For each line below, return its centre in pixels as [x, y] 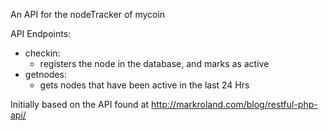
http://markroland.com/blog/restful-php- [234, 104]
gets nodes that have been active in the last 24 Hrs [144, 85]
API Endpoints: [41, 33]
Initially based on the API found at [80, 104]
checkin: [42, 53]
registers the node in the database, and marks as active [154, 63]
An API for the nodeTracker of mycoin [88, 14]
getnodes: [45, 74]
